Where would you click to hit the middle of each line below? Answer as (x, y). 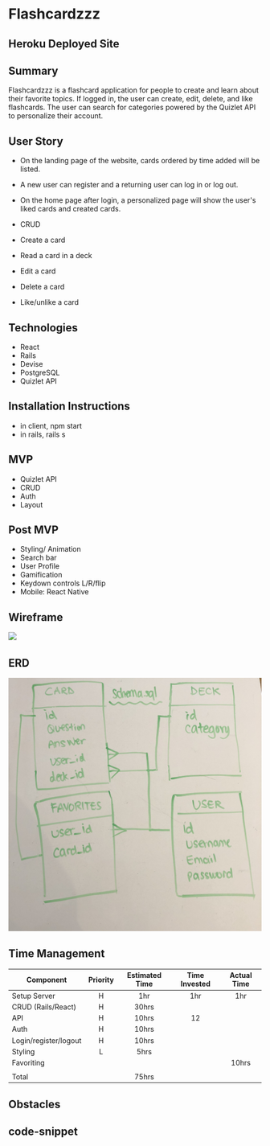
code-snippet (43, 1131)
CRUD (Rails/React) (44, 1007)
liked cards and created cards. (70, 209)
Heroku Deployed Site (64, 44)
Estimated (145, 976)
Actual (241, 976)
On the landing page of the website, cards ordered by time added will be (140, 161)
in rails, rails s (43, 434)
